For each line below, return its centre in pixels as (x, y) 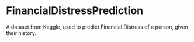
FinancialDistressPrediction (75, 11)
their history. (21, 33)
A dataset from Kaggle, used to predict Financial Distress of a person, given (97, 27)
